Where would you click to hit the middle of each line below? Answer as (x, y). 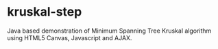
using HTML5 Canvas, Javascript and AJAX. (70, 37)
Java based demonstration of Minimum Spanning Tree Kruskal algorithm (109, 31)
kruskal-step (45, 12)
